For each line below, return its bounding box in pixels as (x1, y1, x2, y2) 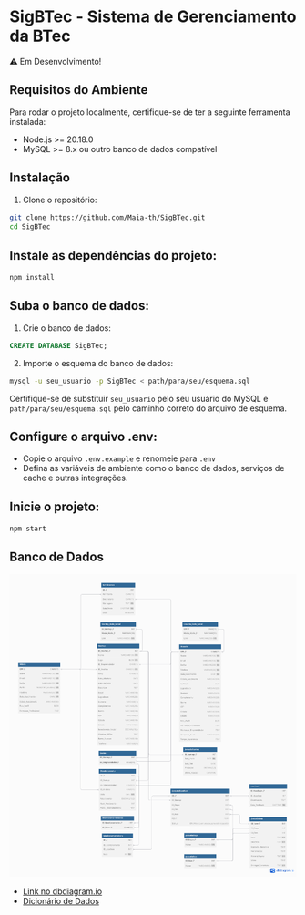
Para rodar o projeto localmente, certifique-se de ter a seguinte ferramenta (9, 107, 290, 118)
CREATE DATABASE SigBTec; (9, 341, 107, 350)
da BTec (9, 26, 71, 46)
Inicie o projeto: (9, 499, 100, 514)
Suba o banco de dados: (9, 298, 150, 314)
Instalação (9, 170, 71, 186)
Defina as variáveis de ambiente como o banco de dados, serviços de (22, 463, 285, 474)
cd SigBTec (9, 222, 51, 231)
